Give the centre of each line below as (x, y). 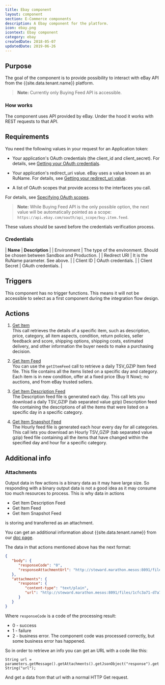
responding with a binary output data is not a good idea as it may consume (81, 488)
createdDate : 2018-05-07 (30, 42)
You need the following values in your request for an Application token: (77, 148)
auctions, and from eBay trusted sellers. (53, 382)
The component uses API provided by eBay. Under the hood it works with (79, 116)
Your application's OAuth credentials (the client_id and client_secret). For (86, 158)
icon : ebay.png (21, 28)
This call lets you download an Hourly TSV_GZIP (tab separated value (82, 432)
